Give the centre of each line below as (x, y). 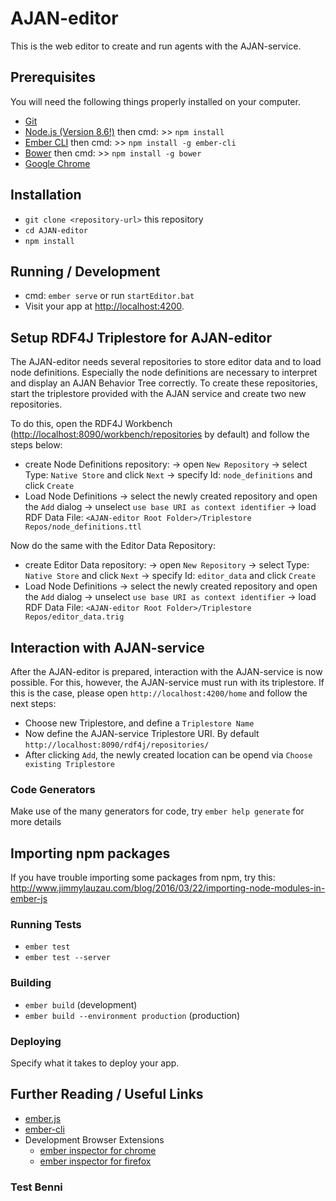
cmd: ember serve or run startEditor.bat (109, 296)
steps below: (36, 445)
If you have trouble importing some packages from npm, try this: (143, 878)
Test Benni (36, 1187)
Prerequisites (53, 77)
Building (31, 983)
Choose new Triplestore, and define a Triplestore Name (139, 723)
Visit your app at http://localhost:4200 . (104, 306)
